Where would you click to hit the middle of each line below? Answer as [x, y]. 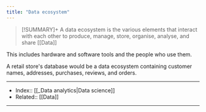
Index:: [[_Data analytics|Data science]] [65, 90]
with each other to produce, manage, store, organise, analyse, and [105, 36]
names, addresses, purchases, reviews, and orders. [71, 73]
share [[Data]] [39, 42]
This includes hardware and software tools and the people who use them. [99, 54]
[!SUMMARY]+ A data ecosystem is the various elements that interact [109, 29]
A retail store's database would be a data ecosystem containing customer [99, 66]
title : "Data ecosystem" [38, 12]
